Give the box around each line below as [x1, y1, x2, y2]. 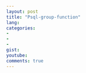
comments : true [6, 58, 44, 64]
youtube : [6, 52, 28, 58]
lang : [6, 19, 20, 25]
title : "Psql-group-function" [6, 14, 81, 20]
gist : [6, 47, 20, 53]
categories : [6, 25, 36, 31]
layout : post [6, 8, 39, 15]
